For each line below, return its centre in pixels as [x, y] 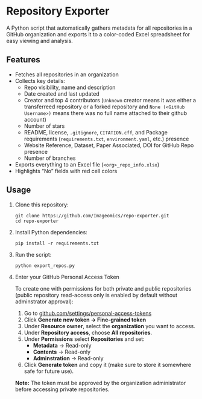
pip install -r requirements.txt [57, 243]
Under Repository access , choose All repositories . [88, 332]
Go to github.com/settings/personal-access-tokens [88, 313]
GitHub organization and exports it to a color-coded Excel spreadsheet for [98, 34]
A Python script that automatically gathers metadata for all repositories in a [99, 28]
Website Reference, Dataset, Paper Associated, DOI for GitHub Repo [109, 145]
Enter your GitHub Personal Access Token [67, 277]
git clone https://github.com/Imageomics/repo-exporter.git [92, 216]
